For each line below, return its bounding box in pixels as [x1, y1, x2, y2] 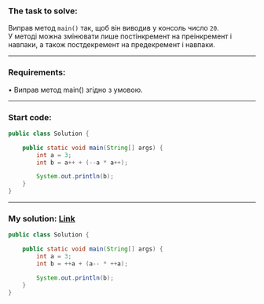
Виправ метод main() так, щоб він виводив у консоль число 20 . [8, 24, 219, 33]
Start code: [8, 112, 53, 123]
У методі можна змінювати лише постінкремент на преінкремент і [8, 31, 233, 41]
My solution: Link [8, 213, 76, 224]
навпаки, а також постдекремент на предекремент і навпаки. [8, 40, 216, 49]
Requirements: [8, 67, 66, 78]
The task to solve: [8, 5, 79, 16]
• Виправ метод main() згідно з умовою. [8, 85, 143, 94]
